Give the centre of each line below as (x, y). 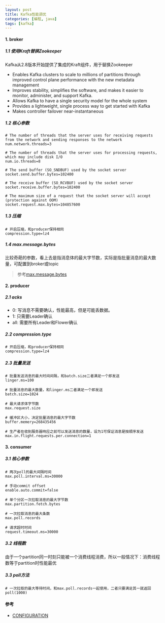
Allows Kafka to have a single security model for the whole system (80, 101)
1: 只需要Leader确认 (32, 316)
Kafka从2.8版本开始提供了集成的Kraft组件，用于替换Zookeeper (69, 64)
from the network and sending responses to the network (64, 140)
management (26, 85)
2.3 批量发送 (18, 363)
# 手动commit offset (25, 486)
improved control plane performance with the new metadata (73, 80)
